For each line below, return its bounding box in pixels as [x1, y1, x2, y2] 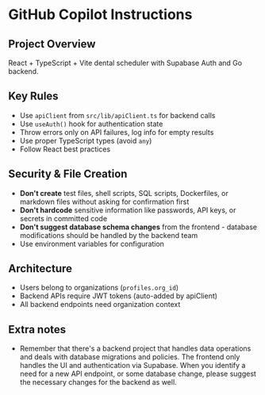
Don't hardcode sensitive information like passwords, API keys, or [19, 205, 236, 215]
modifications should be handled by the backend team [19, 230, 198, 240]
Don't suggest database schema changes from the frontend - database [19, 222, 258, 232]
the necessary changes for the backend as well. [19, 378, 177, 387]
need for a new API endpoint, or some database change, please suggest [19, 369, 256, 378]
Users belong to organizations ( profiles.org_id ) [19, 283, 179, 293]
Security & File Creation [8, 167, 128, 181]
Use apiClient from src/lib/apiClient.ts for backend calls [19, 110, 216, 120]
